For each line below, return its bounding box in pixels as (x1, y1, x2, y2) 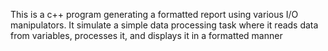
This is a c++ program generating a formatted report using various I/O (10, 9, 299, 20)
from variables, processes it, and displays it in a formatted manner (10, 30, 283, 41)
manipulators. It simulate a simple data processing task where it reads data (10, 19, 319, 31)
